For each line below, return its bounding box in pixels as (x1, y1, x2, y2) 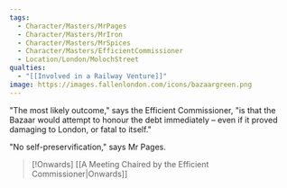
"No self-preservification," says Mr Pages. (9, 141, 167, 152)
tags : (9, 13, 30, 22)
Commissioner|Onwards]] (31, 168, 128, 179)
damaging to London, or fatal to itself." (9, 123, 152, 135)
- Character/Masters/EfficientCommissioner (17, 47, 183, 56)
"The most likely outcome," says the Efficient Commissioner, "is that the (9, 104, 276, 115)
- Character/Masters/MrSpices (17, 38, 131, 48)
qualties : (9, 64, 47, 73)
